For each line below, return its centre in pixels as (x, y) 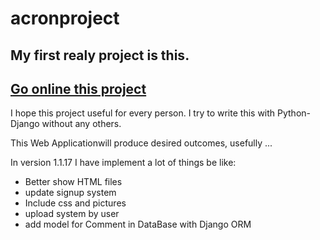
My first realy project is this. (100, 55)
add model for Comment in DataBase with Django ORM (138, 224)
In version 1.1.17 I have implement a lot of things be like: (123, 163)
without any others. (81, 124)
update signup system (70, 193)
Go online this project (78, 88)
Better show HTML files (73, 182)
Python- (294, 113)
